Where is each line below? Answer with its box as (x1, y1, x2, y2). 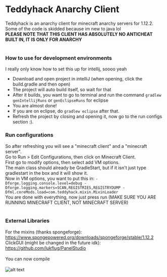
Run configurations (5, 132, 54, 139)
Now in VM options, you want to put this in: (5, 175, 95, 181)
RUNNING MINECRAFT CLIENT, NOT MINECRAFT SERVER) (5, 199, 129, 206)
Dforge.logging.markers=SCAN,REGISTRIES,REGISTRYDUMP (5, 185, 121, 190)
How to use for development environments (5, 54, 113, 61)
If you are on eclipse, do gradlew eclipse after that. (12, 108, 120, 114)
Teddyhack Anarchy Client (5, 4, 120, 15)
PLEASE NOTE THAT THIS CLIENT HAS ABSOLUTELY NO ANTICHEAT (5, 31, 153, 37)
